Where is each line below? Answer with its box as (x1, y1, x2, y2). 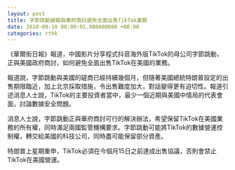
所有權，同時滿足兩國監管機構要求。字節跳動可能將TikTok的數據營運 (19, 123, 217, 132)
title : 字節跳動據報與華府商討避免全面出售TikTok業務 (7, 17, 148, 24)
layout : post (7, 10, 46, 17)
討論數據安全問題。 (19, 99, 75, 108)
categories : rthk (7, 29, 58, 37)
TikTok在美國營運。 (7, 155, 64, 164)
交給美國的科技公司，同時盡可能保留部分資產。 (31, 132, 167, 141)
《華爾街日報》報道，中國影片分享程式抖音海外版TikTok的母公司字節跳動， (7, 50, 223, 58)
